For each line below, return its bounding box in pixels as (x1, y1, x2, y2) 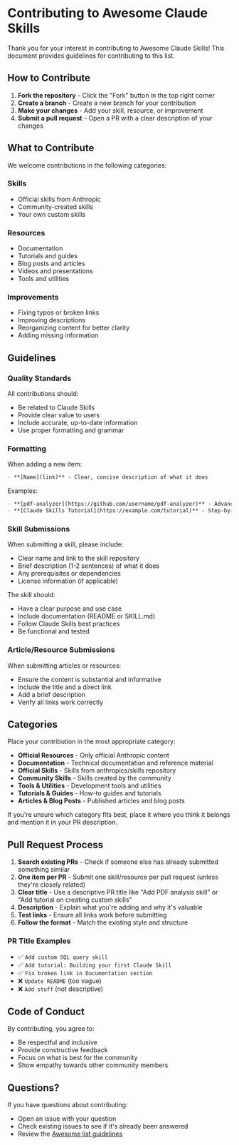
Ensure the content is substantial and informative (17, 675, 161, 683)
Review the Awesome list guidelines (17, 1129, 123, 1139)
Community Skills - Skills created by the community (17, 774, 172, 783)
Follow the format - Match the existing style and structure (17, 918, 188, 927)
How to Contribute (7, 72, 91, 84)
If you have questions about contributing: (7, 1101, 128, 1109)
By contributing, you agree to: (7, 1024, 95, 1033)
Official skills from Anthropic (17, 195, 101, 203)
